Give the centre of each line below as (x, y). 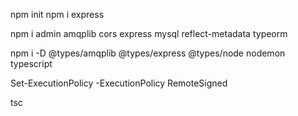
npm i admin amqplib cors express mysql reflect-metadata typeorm (149, 33)
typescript (31, 63)
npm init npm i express (57, 14)
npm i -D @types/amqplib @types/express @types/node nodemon (148, 53)
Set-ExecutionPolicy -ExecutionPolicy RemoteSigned (119, 83)
